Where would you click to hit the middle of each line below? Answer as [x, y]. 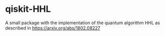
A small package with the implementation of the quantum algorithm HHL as [83, 23]
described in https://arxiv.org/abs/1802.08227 [53, 28]
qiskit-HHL [28, 9]
